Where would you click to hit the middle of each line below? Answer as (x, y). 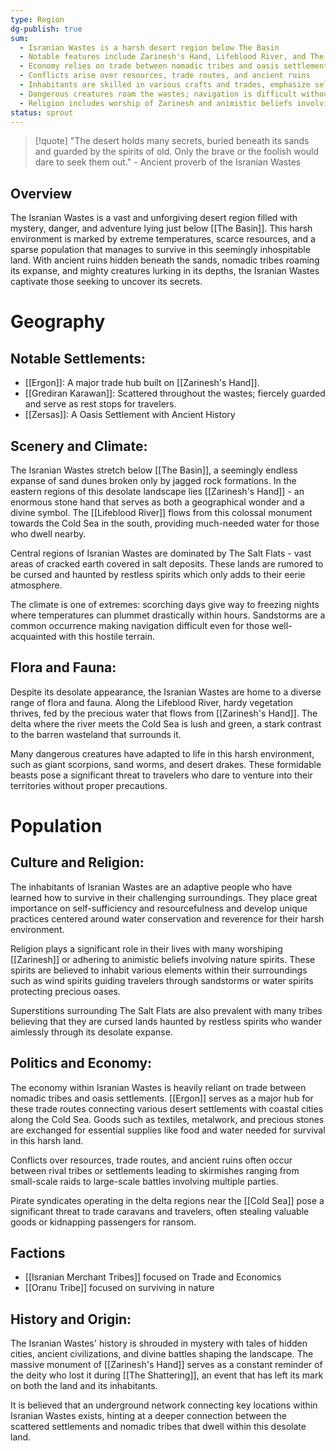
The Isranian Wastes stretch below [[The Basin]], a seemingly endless (154, 470)
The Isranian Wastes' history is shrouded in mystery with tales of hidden (159, 1343)
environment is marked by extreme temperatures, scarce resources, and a (163, 239)
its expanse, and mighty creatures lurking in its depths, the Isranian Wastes (165, 271)
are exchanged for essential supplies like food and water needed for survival (168, 1130)
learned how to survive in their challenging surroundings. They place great (164, 897)
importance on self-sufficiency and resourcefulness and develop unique (159, 908)
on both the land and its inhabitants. (84, 1386)
